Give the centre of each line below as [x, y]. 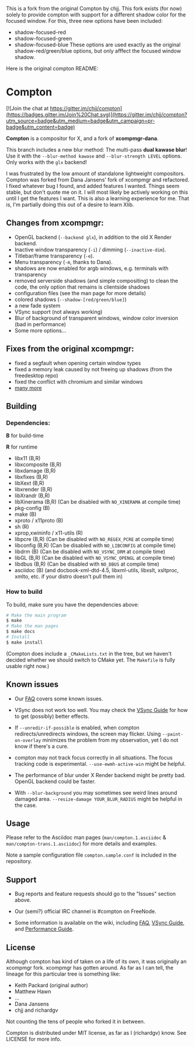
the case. [26, 805]
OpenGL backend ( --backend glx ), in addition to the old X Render [93, 237]
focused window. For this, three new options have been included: [84, 21]
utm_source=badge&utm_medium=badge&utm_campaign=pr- [81, 121]
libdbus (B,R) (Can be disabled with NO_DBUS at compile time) [87, 564]
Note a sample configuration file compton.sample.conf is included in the [91, 855]
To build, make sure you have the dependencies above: [72, 604]
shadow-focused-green [43, 38]
